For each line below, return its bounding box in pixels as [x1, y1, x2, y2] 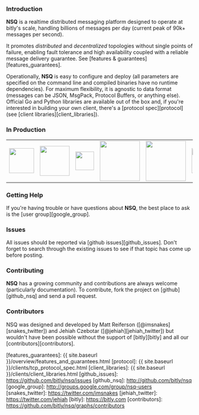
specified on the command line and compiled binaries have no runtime [6, 79, 178, 86]
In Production [6, 125, 46, 134]
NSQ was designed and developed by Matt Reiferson [6, 320, 136, 328]
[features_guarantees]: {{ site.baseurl [6, 351, 98, 359]
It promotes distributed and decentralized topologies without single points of [6, 42, 193, 49]
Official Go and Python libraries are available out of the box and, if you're [6, 98, 184, 105]
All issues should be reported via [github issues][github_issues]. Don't [6, 239, 177, 246]
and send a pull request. [38, 293, 98, 300]
